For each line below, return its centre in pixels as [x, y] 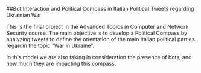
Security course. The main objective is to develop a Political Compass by [97, 33]
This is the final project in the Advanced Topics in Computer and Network [97, 27]
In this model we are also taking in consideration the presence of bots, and [99, 57]
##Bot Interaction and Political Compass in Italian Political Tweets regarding [100, 9]
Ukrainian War [24, 15]
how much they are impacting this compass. [61, 63]
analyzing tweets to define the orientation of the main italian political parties [101, 39]
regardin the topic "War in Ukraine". [50, 45]
